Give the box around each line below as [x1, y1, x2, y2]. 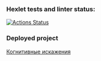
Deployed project [6, 34, 58, 43]
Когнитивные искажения [6, 48, 71, 55]
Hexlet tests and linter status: [6, 5, 96, 13]
